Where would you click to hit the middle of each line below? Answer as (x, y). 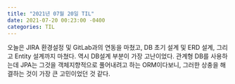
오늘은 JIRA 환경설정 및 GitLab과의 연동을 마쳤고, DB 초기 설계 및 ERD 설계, (111, 48)
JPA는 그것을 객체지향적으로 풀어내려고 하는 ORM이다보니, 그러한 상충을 (119, 65)
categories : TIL (31, 27)
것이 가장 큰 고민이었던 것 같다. (68, 73)
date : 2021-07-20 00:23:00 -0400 (56, 20)
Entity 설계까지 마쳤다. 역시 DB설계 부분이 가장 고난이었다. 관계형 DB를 (112, 56)
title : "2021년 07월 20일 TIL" (51, 14)
